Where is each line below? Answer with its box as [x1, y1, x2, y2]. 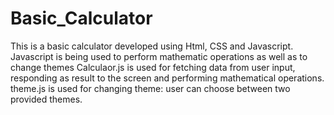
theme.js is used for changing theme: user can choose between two [10, 82, 291, 94]
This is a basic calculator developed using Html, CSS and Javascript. [10, 40, 294, 52]
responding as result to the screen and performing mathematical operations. [10, 72, 325, 84]
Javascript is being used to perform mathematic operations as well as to [10, 50, 308, 62]
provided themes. [10, 93, 83, 105]
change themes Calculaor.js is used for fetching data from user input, [10, 61, 296, 73]
